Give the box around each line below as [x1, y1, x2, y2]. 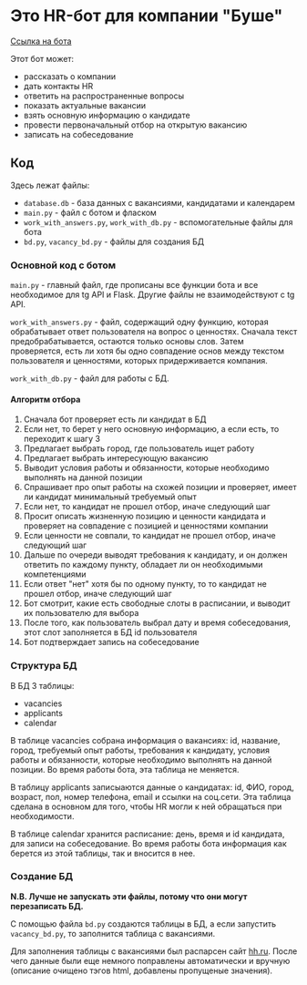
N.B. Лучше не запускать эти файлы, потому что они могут [10, 890, 248, 902]
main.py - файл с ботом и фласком [23, 207, 158, 218]
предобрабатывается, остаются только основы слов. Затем [10, 336, 244, 347]
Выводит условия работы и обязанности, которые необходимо [23, 462, 270, 474]
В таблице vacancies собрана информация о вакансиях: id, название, [10, 734, 281, 745]
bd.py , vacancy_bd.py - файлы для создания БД [23, 236, 204, 247]
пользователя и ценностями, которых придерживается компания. [10, 355, 268, 366]
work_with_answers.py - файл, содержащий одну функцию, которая [10, 316, 269, 328]
